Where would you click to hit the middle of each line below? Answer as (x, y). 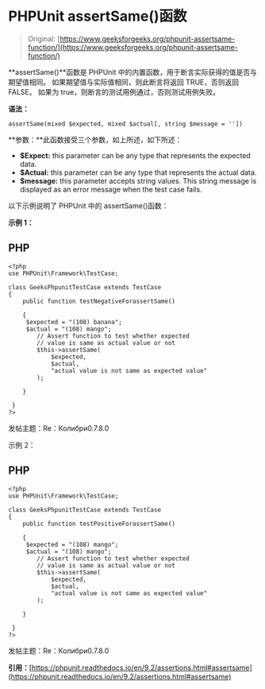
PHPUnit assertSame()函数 (98, 16)
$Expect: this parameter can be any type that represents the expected (135, 155)
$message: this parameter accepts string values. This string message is (138, 180)
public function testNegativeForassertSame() (99, 301)
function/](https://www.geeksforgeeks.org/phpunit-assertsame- (132, 47)
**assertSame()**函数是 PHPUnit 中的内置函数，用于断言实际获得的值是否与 (133, 72)
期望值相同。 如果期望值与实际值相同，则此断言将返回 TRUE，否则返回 (124, 82)
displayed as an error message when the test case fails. (111, 189)
